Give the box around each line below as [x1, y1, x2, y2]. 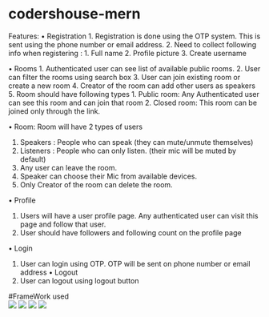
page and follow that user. [19, 219, 106, 229]
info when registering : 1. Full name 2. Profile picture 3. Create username [8, 48, 247, 58]
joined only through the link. [8, 106, 101, 116]
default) [19, 154, 46, 164]
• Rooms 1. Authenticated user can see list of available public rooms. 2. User [8, 63, 261, 73]
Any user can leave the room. [19, 163, 118, 172]
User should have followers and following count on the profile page [19, 227, 242, 237]
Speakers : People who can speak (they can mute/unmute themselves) [19, 137, 254, 146]
